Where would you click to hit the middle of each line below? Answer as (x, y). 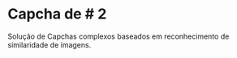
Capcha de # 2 (57, 14)
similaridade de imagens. (50, 44)
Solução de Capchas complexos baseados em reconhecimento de (118, 36)
